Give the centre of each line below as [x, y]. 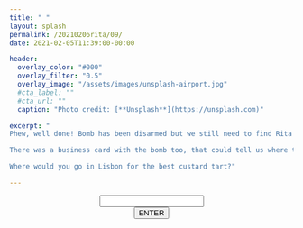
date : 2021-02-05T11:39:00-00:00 [72, 43]
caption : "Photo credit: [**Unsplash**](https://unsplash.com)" [141, 109]
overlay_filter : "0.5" [60, 76]
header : [24, 59]
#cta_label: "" [46, 92]
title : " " [30, 18]
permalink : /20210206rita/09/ [66, 34]
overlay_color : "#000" [60, 68]
